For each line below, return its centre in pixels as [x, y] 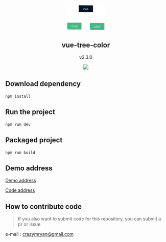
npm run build [20, 152]
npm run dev [18, 124]
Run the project [30, 112]
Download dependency [43, 84]
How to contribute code [44, 206]
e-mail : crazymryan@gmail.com [40, 234]
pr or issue [29, 224]
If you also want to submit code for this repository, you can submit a [89, 219]
